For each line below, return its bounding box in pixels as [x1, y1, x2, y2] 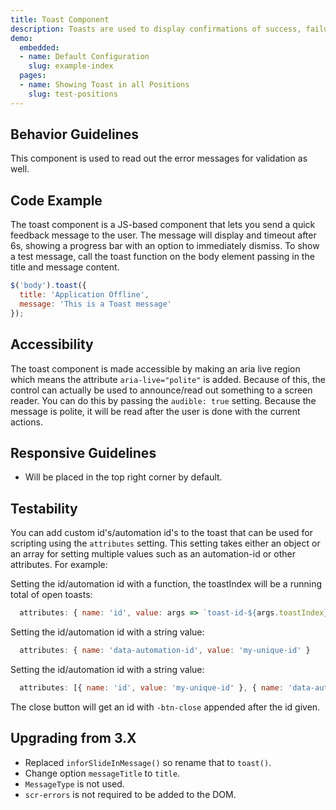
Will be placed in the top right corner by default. [24, 471, 223, 483]
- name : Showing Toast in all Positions [19, 80, 190, 90]
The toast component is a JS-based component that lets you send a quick [10, 219, 316, 231]
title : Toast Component [10, 14, 110, 25]
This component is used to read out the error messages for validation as [10, 152, 308, 165]
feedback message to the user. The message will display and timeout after [10, 229, 317, 241]
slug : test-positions [28, 89, 118, 99]
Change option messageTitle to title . [24, 767, 181, 779]
